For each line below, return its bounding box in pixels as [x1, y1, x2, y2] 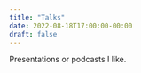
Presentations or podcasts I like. [9, 54, 127, 65]
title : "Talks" [9, 12, 66, 22]
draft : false [9, 29, 58, 38]
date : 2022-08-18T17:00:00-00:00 [9, 21, 133, 30]
